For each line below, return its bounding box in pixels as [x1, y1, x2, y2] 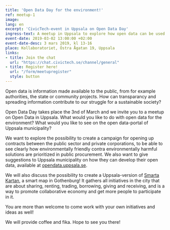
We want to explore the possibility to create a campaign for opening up [5, 135, 154, 141]
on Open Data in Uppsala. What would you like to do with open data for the [5, 114, 162, 120]
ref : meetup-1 [5, 12, 36, 17]
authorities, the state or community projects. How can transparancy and [5, 93, 156, 100]
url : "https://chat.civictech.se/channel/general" [10, 60, 120, 65]
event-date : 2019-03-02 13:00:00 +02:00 [5, 36, 93, 41]
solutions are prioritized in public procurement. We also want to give [5, 151, 149, 157]
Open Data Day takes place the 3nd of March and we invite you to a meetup [5, 108, 164, 115]
